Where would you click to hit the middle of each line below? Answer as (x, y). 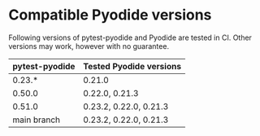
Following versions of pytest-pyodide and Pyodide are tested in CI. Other (130, 37)
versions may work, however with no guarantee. (89, 46)
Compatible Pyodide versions (110, 15)
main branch (37, 120)
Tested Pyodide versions (132, 66)
